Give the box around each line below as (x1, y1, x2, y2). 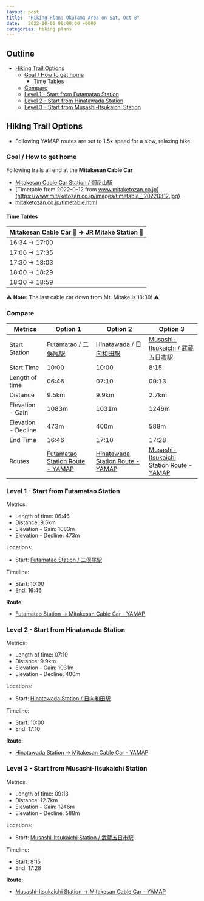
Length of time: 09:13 (15, 790, 69, 797)
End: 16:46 (15, 586, 42, 594)
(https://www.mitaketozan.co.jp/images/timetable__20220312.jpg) (15, 193, 180, 200)
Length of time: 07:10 (15, 651, 68, 658)
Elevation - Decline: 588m (15, 809, 80, 817)
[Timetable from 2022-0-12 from (15, 186, 97, 193)
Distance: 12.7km (15, 796, 58, 803)
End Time (9, 435, 36, 444)
